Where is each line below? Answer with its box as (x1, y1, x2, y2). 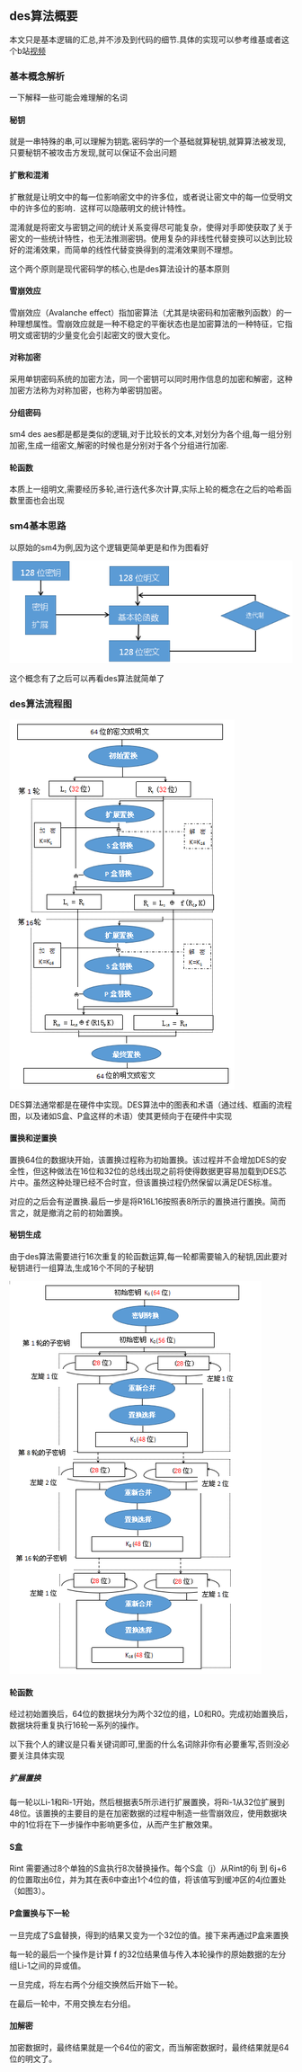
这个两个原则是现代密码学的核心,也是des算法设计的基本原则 (9, 263, 231, 274)
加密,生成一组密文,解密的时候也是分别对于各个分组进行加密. (9, 440, 229, 451)
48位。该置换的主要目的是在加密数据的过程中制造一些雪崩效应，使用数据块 (9, 1808, 288, 1819)
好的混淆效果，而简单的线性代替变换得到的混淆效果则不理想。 (9, 244, 238, 254)
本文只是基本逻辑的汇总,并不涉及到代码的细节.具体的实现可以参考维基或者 (9, 34, 282, 45)
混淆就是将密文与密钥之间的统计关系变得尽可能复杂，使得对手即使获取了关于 (9, 221, 293, 232)
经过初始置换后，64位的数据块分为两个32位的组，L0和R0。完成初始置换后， (9, 1709, 293, 1720)
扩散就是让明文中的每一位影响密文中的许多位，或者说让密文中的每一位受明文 (9, 191, 293, 202)
